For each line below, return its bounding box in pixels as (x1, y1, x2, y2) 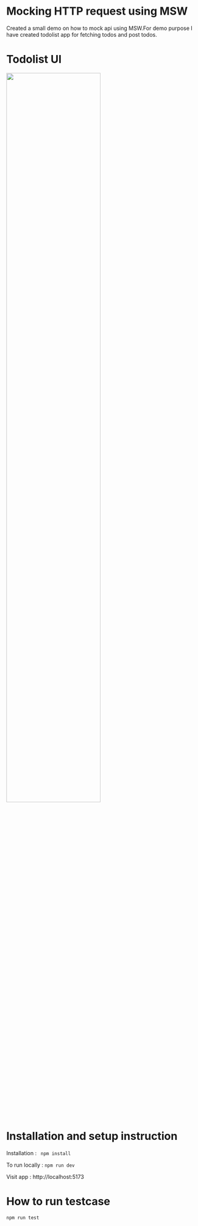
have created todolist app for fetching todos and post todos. (6, 31, 157, 38)
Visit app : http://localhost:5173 (6, 1173, 84, 1180)
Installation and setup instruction (6, 1130, 178, 1143)
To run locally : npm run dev (6, 1161, 75, 1169)
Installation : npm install (6, 1149, 71, 1156)
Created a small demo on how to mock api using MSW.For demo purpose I (6, 24, 193, 32)
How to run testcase (6, 1195, 111, 1208)
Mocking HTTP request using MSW (6, 4, 188, 18)
